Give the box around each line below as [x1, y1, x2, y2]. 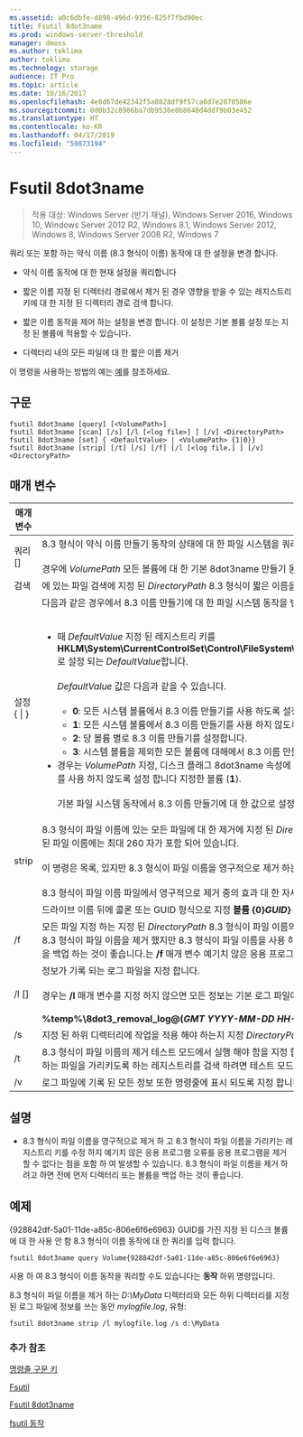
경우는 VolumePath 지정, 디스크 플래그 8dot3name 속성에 [57, 760, 291, 772]
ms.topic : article [9, 80, 78, 89]
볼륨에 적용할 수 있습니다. [41, 327, 131, 339]
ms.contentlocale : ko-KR [9, 123, 103, 132]
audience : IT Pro [9, 72, 75, 81]
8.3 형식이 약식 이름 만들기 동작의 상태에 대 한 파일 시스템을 [41, 538, 280, 551]
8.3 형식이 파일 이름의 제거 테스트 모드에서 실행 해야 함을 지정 [41, 1046, 289, 1059]
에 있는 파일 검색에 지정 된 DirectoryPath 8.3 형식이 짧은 [41, 580, 271, 593]
